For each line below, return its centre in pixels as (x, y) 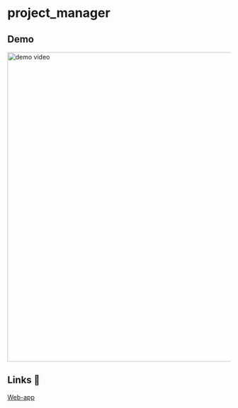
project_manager (59, 13)
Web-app (21, 397)
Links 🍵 (24, 380)
